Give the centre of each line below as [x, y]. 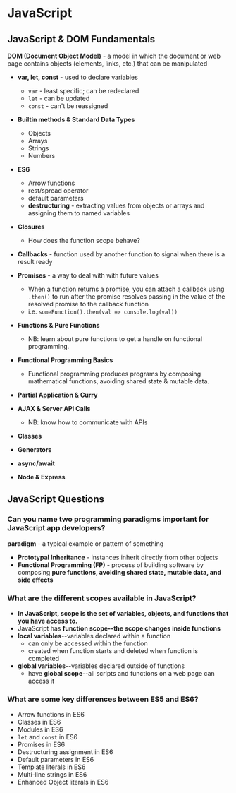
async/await [36, 463]
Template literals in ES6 [51, 767]
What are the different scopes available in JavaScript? [102, 598]
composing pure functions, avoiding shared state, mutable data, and [119, 572]
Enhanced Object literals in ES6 [63, 782]
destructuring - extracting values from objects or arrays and [116, 205]
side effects [35, 580]
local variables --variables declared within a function [94, 636]
